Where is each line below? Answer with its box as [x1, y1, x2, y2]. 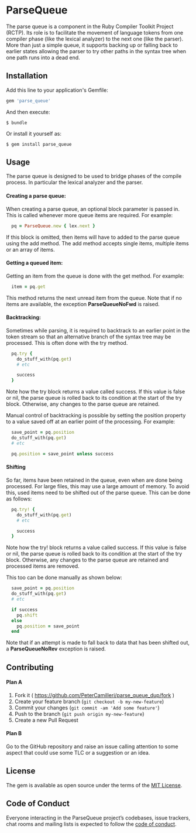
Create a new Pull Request [14, 717, 79, 724]
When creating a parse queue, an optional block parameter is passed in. [6, 205, 180, 212]
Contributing [6, 662, 54, 672]
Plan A [6, 678, 22, 685]
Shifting [6, 464, 26, 471]
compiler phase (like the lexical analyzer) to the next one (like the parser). [6, 35, 183, 42]
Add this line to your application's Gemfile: [6, 86, 108, 94]
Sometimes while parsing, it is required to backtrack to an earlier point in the [6, 327, 190, 334]
